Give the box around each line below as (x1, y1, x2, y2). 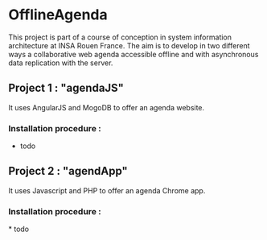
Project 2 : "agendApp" (8, 164, 129, 178)
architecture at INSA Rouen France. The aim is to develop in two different (8, 40, 251, 50)
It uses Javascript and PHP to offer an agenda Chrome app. (8, 185, 206, 195)
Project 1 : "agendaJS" (8, 81, 125, 95)
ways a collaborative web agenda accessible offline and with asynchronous (8, 49, 259, 59)
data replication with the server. (8, 58, 113, 68)
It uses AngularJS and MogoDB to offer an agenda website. (8, 102, 205, 112)
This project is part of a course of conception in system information (8, 32, 232, 42)
